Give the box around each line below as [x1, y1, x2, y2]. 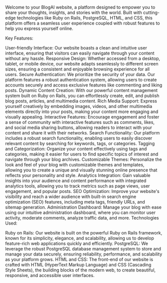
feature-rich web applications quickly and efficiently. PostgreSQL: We [5, 240, 149, 246]
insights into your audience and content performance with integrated [5, 177, 147, 183]
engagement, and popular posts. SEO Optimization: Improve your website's [5, 188, 160, 194]
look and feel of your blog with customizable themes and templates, [5, 162, 145, 167]
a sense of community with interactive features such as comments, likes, [5, 119, 155, 125]
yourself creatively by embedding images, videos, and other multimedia [5, 103, 153, 109]
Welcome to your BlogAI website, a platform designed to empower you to [5, 4, 156, 10]
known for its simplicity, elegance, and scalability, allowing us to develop [5, 235, 155, 241]
